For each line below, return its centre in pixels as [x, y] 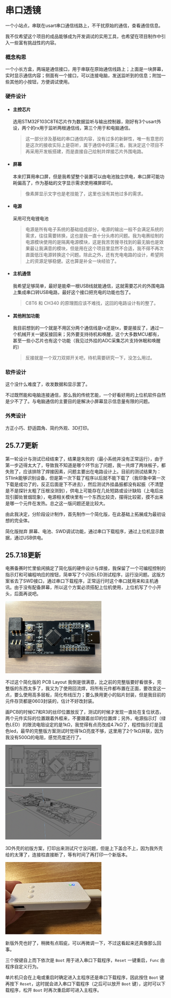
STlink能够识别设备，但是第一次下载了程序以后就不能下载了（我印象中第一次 [85, 478]
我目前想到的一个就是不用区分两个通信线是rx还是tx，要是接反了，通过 [86, 328]
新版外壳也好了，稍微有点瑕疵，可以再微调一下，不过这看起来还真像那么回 [83, 943]
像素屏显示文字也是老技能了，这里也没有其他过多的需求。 [85, 193]
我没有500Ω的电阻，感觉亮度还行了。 [45, 738]
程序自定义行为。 [23, 966]
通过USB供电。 [30, 538]
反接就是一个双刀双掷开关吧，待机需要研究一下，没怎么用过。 [90, 358]
